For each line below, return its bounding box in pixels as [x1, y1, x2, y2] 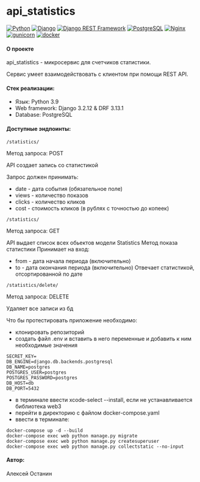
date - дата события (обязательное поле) [15, 185, 123, 192]
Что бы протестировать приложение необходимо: [6, 316, 138, 324]
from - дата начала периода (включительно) [15, 257, 131, 264]
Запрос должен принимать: [6, 173, 79, 180]
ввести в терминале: [15, 415, 70, 423]
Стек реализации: [6, 84, 55, 92]
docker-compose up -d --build [6, 427, 84, 434]
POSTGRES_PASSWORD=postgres [6, 374, 78, 380]
